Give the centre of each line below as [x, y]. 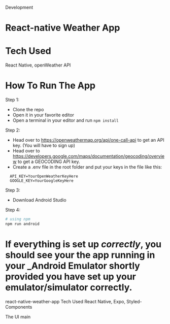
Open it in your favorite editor [43, 115]
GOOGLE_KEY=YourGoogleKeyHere [42, 181]
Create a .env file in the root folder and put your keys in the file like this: [87, 167]
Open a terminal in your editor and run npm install [65, 120]
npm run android [22, 224]
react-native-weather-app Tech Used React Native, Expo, [65, 301]
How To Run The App [50, 86]
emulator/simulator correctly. [69, 287]
